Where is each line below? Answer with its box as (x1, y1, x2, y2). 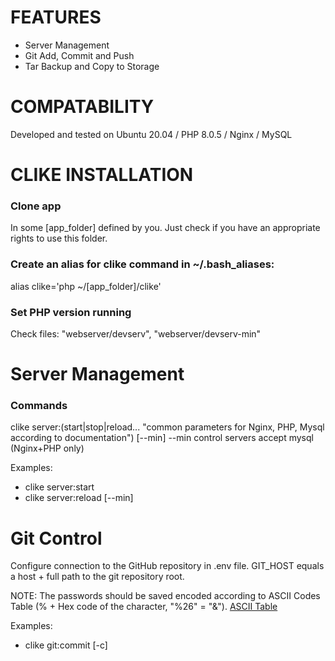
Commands (10, 399, 68, 413)
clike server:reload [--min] (24, 492, 134, 504)
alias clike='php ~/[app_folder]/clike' (10, 280, 162, 292)
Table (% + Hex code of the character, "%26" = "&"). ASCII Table (10, 601, 278, 613)
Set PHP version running (10, 305, 132, 319)
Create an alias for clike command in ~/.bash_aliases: (10, 257, 275, 271)
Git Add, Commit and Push (24, 49, 135, 61)
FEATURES (10, 6, 102, 29)
